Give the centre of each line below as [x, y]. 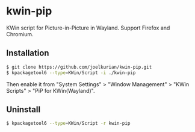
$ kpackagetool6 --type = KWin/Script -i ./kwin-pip [71, 73]
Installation [28, 53]
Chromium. [20, 34]
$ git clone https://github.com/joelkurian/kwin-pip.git [79, 67]
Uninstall [23, 109]
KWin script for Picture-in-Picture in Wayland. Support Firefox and [88, 28]
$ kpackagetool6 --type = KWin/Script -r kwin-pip [68, 124]
